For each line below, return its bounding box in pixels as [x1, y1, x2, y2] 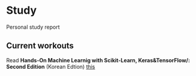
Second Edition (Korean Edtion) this [6, 63, 95, 70]
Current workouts [6, 41, 74, 51]
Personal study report [6, 23, 60, 31]
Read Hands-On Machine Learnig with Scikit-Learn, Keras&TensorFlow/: [6, 56, 191, 63]
